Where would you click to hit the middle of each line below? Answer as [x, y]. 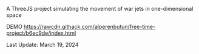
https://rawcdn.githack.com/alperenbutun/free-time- [89, 27]
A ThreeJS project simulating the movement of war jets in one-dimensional [100, 9]
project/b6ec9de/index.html [41, 33]
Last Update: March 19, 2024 [42, 45]
